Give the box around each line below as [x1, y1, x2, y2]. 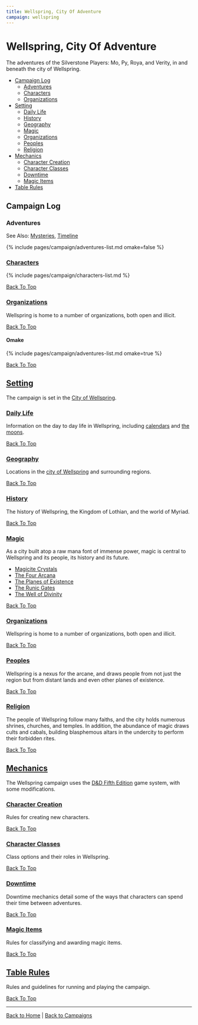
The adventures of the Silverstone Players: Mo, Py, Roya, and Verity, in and [6, 59, 188, 66]
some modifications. [6, 785, 56, 792]
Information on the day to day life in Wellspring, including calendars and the [6, 423, 190, 430]
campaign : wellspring [6, 14, 60, 20]
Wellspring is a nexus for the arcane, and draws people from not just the [6, 670, 181, 677]
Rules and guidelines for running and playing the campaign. [6, 983, 151, 990]
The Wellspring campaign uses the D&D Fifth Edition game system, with [6, 779, 180, 786]
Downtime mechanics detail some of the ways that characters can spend [6, 893, 183, 900]
